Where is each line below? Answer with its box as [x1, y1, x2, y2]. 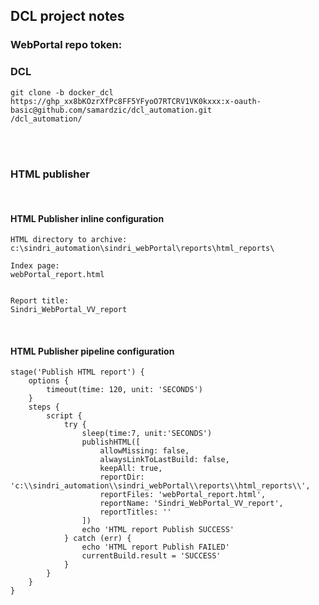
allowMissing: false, [99, 446, 190, 456]
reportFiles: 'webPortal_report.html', [99, 490, 267, 500]
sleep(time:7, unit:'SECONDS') [81, 429, 213, 439]
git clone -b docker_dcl [10, 87, 114, 98]
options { [28, 376, 70, 386]
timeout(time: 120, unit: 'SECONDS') [46, 385, 203, 395]
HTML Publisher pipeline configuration [10, 345, 175, 357]
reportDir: [99, 472, 145, 483]
